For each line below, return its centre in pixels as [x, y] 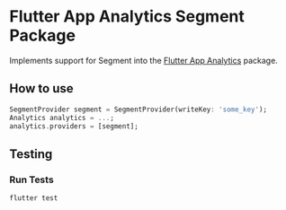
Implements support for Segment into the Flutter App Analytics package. [144, 60]
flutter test [34, 198]
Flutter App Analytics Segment [127, 17]
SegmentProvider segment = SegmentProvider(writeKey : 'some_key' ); [139, 109]
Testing [31, 154]
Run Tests [31, 179]
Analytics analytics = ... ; [62, 118]
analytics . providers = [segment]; [74, 126]
